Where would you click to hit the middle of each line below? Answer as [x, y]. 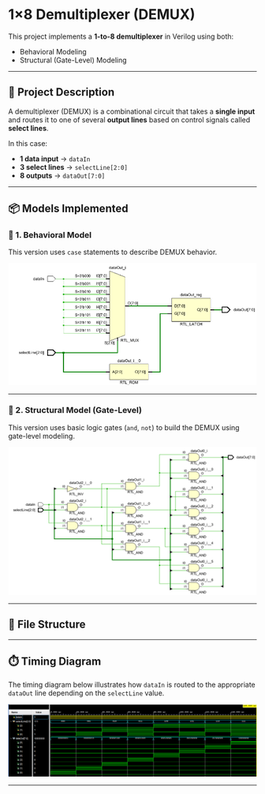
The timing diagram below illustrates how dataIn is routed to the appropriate [132, 684]
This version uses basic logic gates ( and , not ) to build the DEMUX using [124, 427]
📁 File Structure [47, 625]
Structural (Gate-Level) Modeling [73, 60]
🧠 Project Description [62, 92]
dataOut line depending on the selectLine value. [86, 693]
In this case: [28, 143]
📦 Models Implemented [68, 209]
